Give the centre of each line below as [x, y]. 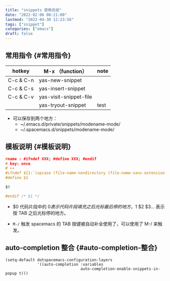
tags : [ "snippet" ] [25, 24]
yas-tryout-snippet [63, 105]
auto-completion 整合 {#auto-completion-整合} [81, 248]
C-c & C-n [21, 80]
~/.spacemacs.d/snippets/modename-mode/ [67, 129]
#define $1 [17, 178]
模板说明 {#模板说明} [38, 147]
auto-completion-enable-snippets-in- [120, 269]
